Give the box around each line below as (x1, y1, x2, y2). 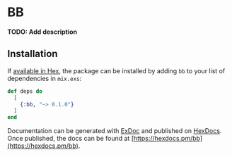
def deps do (7, 87, 42, 95)
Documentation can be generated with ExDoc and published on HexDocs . (7, 127, 222, 135)
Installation (7, 48, 58, 60)
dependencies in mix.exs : (7, 74, 82, 82)
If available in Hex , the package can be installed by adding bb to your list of (7, 66, 226, 75)
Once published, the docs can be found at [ (7, 134, 134, 143)
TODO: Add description (7, 27, 78, 36)
